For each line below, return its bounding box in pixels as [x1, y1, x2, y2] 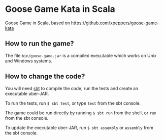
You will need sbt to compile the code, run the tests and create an [5, 85, 139, 91]
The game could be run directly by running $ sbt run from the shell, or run [5, 110, 157, 116]
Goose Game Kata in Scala [5, 3, 115, 15]
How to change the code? [5, 72, 85, 81]
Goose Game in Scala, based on [5, 20, 70, 26]
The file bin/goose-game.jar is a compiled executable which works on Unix [5, 52, 157, 58]
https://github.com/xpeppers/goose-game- [71, 20, 159, 26]
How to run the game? [5, 40, 74, 48]
